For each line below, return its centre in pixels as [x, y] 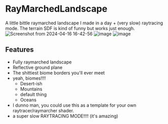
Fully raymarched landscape [42, 62]
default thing [33, 94]
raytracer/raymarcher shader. [43, 110]
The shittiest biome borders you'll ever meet [59, 73]
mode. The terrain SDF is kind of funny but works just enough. [70, 28]
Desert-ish [31, 83]
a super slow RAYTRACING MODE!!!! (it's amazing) [65, 116]
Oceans [28, 100]
